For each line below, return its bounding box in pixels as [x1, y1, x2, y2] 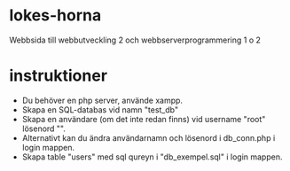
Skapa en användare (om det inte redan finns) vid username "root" [21, 113, 266, 124]
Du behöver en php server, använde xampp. [21, 95, 184, 105]
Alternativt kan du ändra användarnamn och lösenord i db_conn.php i [21, 132, 276, 143]
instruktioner [9, 66, 108, 86]
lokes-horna [9, 5, 102, 26]
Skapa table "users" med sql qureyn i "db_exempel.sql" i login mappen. [21, 152, 283, 162]
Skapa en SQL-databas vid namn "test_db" [21, 104, 179, 115]
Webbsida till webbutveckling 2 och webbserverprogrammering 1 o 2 [9, 35, 262, 45]
